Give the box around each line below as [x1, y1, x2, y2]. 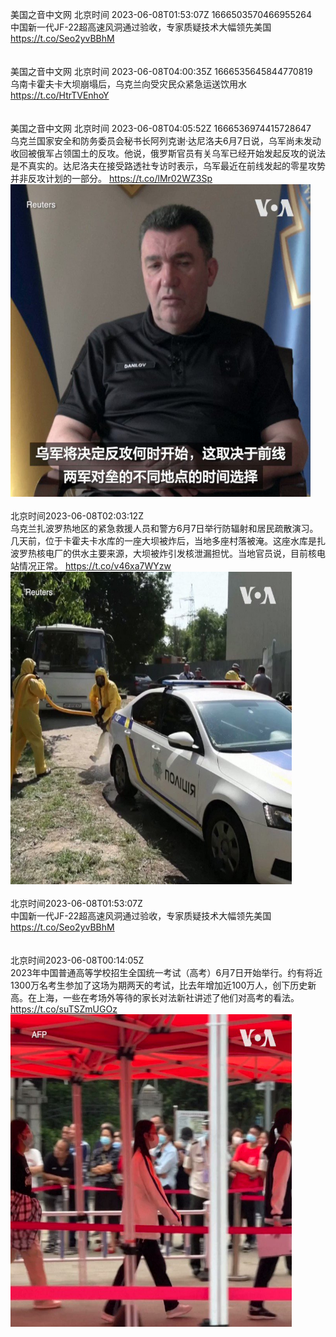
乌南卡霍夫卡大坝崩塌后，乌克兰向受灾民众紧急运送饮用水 [10, 78, 247, 90]
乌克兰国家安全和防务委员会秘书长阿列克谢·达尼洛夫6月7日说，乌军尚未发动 [10, 135, 322, 147]
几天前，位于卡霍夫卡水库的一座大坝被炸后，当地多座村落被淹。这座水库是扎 [10, 535, 326, 547]
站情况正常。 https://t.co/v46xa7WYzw [10, 560, 172, 572]
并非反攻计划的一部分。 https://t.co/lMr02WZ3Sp [10, 173, 213, 184]
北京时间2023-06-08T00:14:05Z [10, 954, 145, 966]
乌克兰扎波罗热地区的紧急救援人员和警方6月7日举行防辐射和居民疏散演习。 [10, 523, 319, 534]
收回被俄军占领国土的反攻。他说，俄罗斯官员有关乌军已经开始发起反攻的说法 [10, 148, 326, 159]
